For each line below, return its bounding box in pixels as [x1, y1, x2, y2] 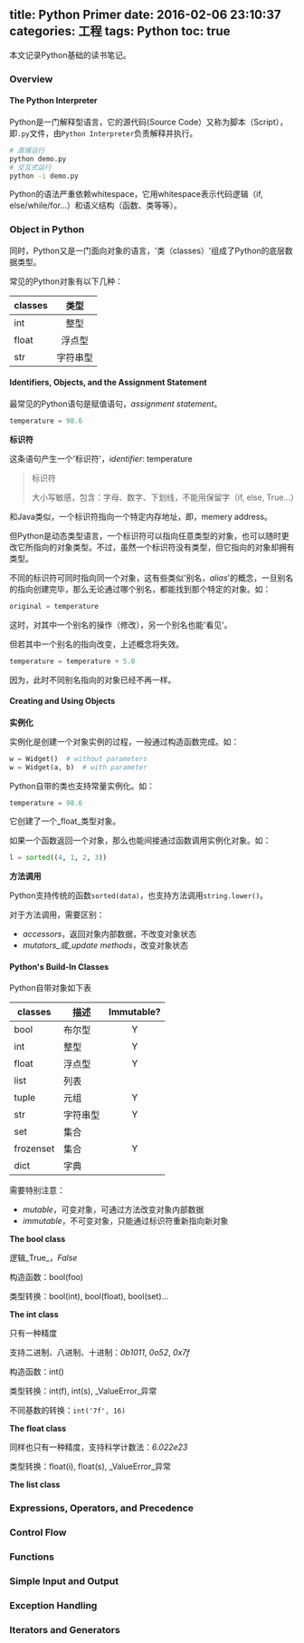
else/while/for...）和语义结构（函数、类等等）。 [9, 200, 183, 211]
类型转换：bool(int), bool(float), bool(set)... [9, 1291, 169, 1302]
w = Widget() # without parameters [9, 754, 147, 763]
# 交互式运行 [9, 162, 52, 171]
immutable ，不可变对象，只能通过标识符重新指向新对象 [22, 1216, 229, 1227]
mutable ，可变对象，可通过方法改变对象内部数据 [22, 1204, 204, 1215]
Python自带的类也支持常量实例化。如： [9, 780, 156, 791]
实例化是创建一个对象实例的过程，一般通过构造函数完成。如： [9, 736, 240, 747]
